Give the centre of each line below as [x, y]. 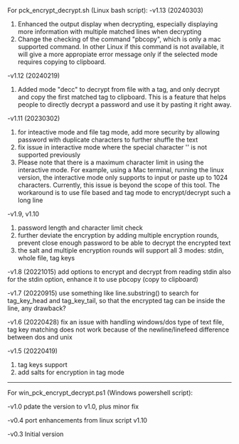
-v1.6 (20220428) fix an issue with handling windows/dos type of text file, [116, 322]
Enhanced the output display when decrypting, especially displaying [118, 24]
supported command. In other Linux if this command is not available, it [121, 47]
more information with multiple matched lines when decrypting [110, 32]
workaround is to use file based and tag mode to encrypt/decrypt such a [124, 192]
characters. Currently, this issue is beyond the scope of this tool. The [119, 185]
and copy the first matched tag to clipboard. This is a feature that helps [122, 97]
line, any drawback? [37, 308]
